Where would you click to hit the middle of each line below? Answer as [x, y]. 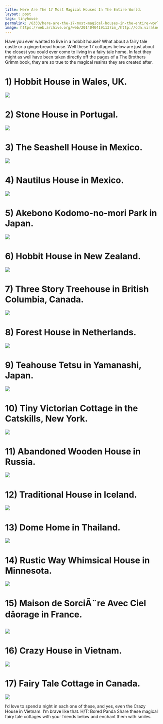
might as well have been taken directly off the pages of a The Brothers [75, 57]
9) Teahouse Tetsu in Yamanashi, [73, 365]
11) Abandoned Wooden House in [73, 451]
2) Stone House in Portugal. [62, 115]
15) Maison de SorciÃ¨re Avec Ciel [76, 603]
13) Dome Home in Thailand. [63, 527]
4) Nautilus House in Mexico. [65, 180]
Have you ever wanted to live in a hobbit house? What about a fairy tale [76, 41]
